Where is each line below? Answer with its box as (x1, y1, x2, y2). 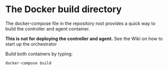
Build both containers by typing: (5, 51, 73, 57)
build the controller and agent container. (5, 25, 90, 31)
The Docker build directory (5, 4, 122, 15)
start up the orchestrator (5, 41, 57, 47)
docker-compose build (5, 60, 52, 65)
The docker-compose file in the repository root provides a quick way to (5, 20, 156, 26)
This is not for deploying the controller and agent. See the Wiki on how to (5, 36, 163, 42)
